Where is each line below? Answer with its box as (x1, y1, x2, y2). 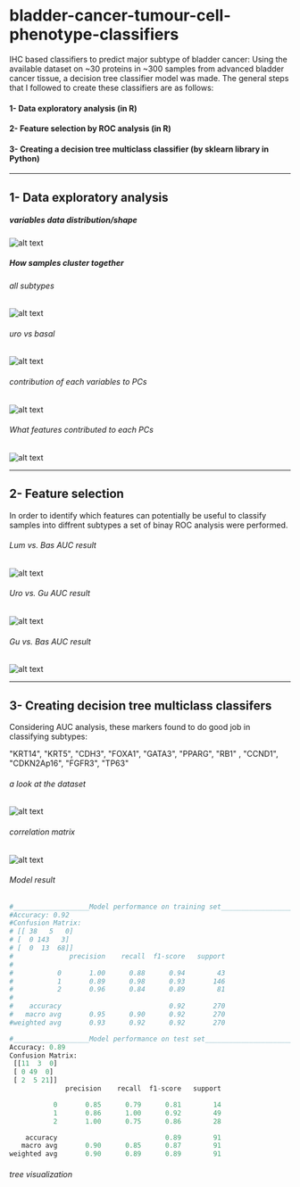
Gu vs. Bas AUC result (9, 635, 91, 647)
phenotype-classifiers (9, 24, 179, 45)
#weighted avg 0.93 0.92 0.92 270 (9, 1018, 226, 1027)
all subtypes (9, 280, 55, 291)
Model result (9, 875, 55, 885)
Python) (9, 153, 40, 163)
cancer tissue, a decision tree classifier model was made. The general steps (9, 72, 289, 83)
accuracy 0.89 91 (25, 1133, 221, 1142)
